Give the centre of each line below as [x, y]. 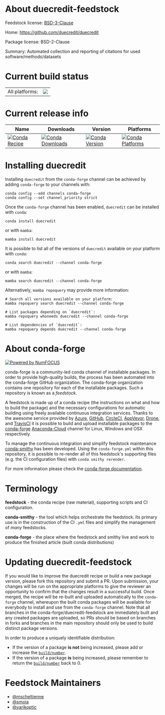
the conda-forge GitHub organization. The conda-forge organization [74, 382]
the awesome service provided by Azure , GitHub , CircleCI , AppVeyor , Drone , [82, 418]
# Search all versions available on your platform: [59, 299]
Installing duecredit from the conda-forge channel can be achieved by [76, 179]
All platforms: [23, 91]
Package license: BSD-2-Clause [38, 42]
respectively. [18, 434]
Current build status [47, 77]
